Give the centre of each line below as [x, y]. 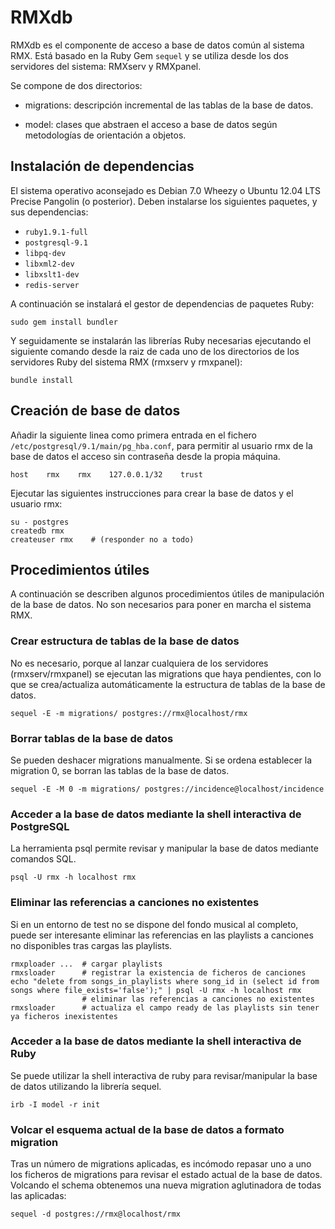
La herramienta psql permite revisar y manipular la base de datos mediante [164, 848]
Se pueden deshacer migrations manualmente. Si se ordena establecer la [161, 760]
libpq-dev [45, 253]
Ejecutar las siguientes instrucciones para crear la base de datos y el [152, 493]
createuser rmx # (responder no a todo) [102, 539]
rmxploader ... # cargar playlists [86, 964]
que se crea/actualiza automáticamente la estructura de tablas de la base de [168, 684]
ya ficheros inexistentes [64, 1016]
